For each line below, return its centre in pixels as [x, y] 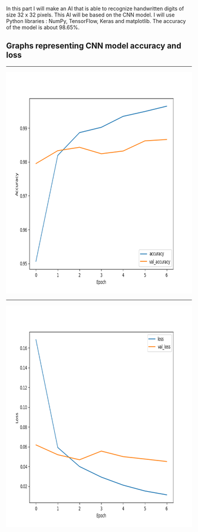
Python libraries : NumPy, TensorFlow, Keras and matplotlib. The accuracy [96, 21]
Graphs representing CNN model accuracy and [94, 46]
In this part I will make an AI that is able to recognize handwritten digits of [95, 9]
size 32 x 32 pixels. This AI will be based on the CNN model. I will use [90, 15]
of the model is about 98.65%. [43, 27]
